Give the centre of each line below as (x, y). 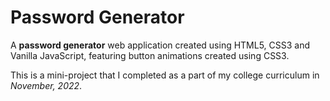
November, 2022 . (46, 85)
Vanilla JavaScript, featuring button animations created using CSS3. (150, 55)
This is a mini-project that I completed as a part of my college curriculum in (165, 75)
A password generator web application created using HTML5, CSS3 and (160, 45)
